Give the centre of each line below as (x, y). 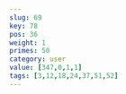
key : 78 (24, 26)
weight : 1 (28, 43)
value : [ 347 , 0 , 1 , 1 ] (46, 68)
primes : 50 (30, 51)
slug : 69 (26, 17)
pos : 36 (24, 34)
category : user (38, 59)
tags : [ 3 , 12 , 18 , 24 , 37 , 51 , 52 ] (64, 76)
